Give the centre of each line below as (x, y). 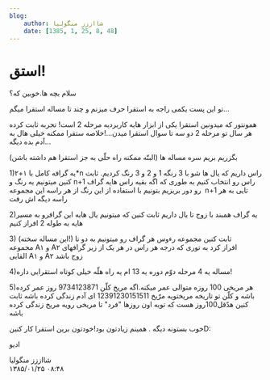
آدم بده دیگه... (30, 141)
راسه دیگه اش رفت (38, 199)
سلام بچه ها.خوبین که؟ (43, 93)
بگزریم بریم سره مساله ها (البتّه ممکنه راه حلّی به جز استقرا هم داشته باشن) (124, 158)
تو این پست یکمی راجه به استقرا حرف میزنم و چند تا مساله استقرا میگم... (120, 109)
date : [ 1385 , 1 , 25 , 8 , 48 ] (71, 31)
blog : (18, 16)
